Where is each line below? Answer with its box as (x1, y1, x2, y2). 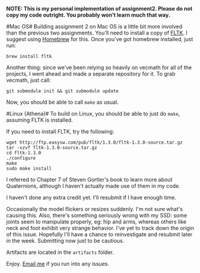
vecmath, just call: (6, 77, 51, 83)
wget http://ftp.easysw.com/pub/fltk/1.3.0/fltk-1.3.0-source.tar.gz (6, 139, 183, 145)
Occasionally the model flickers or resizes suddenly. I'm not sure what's (6, 206, 183, 212)
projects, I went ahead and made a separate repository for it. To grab (6, 70, 176, 77)
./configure (6, 155, 36, 161)
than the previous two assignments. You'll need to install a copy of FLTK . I (6, 29, 188, 36)
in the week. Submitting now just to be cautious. (6, 237, 124, 244)
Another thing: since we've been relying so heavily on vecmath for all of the (6, 64, 192, 71)
